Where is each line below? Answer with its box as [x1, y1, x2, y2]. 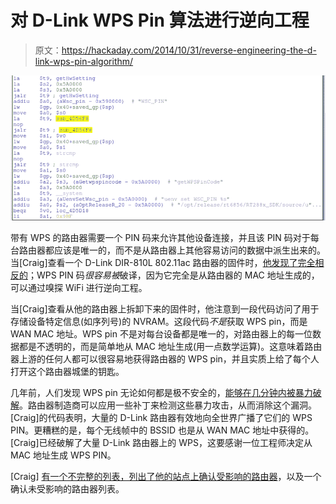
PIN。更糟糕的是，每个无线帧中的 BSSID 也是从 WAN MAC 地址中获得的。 [10, 424, 315, 436]
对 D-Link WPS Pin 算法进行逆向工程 [10, 9, 310, 32]
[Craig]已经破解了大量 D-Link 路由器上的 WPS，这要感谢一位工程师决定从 [10, 436, 313, 448]
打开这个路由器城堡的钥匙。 [10, 365, 125, 377]
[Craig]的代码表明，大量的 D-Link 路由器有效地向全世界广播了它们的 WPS [10, 411, 313, 423]
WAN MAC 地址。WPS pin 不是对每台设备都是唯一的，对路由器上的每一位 [10, 327, 313, 340]
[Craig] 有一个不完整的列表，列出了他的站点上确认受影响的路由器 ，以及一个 [10, 470, 322, 482]
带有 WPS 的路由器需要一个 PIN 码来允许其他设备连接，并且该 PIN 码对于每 [10, 231, 320, 243]
